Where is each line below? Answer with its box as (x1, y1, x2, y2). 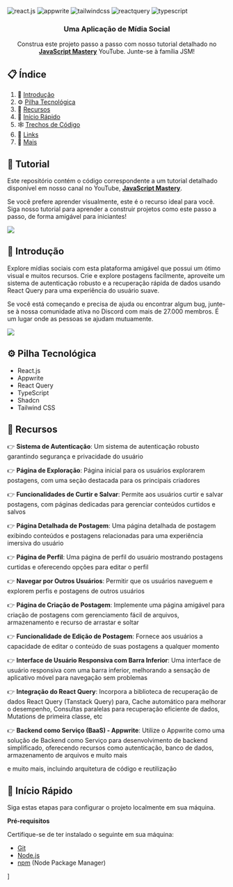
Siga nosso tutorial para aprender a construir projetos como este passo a (7, 205, 217, 213)
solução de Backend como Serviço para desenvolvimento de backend (7, 736, 208, 745)
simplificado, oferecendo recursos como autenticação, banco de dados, (7, 743, 214, 752)
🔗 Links (17, 130, 39, 139)
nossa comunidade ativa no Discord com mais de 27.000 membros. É (20, 307, 219, 316)
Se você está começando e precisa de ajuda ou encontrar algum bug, (7, 300, 207, 308)
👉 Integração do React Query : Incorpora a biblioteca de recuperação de (7, 688, 218, 696)
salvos (7, 508, 26, 516)
